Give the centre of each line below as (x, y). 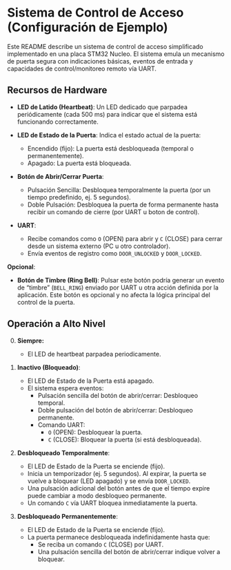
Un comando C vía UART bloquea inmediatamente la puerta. (112, 503)
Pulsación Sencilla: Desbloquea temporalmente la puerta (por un (119, 190)
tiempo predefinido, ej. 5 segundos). (79, 197)
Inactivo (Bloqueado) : (49, 367)
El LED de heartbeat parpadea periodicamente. (94, 354)
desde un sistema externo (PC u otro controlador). (99, 246)
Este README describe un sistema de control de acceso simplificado (105, 46)
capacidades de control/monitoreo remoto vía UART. (82, 68)
